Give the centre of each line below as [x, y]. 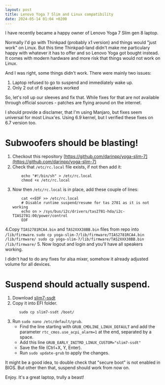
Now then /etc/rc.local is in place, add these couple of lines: [75, 190]
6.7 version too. [21, 123]
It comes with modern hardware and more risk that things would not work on [83, 58]
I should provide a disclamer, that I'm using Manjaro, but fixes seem [74, 112]
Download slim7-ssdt [34, 298]
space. [26, 337]
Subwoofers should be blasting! [72, 143]
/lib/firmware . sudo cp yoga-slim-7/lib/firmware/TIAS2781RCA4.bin [75, 235]
